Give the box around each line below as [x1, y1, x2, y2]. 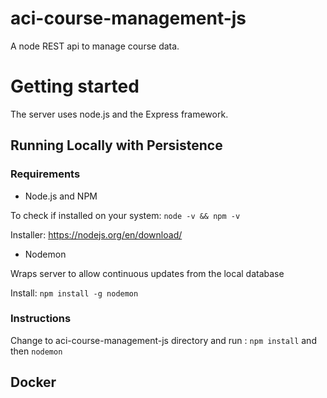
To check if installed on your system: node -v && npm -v [10, 209, 241, 221]
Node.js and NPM [24, 190, 98, 202]
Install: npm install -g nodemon [10, 287, 139, 299]
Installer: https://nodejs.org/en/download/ [10, 228, 183, 241]
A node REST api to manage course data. [10, 40, 180, 52]
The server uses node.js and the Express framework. [10, 108, 229, 120]
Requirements [10, 167, 81, 181]
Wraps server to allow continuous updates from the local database [10, 267, 285, 279]
